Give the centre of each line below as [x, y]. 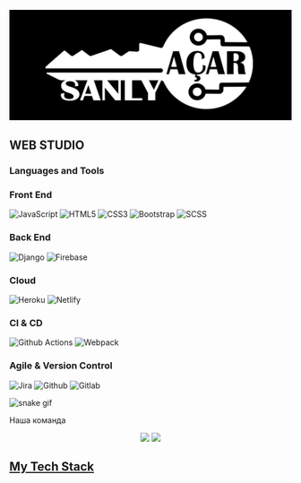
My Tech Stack [52, 467]
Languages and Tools [57, 171]
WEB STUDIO [47, 146]
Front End [31, 195]
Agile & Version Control [61, 366]
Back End [30, 237]
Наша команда [38, 420]
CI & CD [26, 323]
